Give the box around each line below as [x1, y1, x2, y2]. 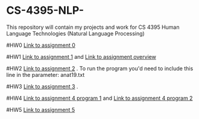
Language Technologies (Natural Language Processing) [6, 29, 145, 37]
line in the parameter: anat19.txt [6, 71, 85, 78]
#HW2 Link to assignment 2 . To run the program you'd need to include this [6, 64, 194, 72]
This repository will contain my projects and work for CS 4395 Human [6, 23, 180, 31]
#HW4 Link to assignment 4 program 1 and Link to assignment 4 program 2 [6, 94, 193, 102]
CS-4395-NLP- [6, 4, 84, 17]
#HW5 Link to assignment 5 [6, 106, 75, 113]
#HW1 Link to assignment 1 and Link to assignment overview [6, 53, 157, 60]
